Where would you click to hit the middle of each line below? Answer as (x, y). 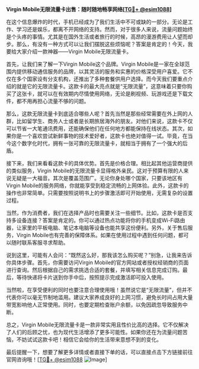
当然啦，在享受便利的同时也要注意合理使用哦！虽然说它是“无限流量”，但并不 (99, 290)
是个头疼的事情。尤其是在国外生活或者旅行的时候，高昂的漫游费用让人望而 (97, 37)
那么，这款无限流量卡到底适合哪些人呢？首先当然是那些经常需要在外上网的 (97, 114)
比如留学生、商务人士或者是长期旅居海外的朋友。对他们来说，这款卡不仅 (105, 121)
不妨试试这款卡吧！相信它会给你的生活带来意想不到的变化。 (89, 339)
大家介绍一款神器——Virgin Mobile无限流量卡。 (74, 52)
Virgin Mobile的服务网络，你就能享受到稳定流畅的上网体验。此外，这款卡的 (97, 185)
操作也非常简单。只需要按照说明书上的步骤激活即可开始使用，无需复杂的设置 (99, 193)
